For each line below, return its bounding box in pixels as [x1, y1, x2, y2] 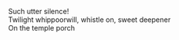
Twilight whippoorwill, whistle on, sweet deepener [8, 15, 171, 24]
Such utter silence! [8, 7, 69, 16]
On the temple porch [8, 24, 76, 32]
